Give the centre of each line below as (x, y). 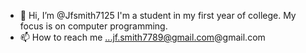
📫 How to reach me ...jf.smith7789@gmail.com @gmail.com (142, 37)
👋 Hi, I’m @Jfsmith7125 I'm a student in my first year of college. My (158, 15)
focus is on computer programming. (93, 26)
